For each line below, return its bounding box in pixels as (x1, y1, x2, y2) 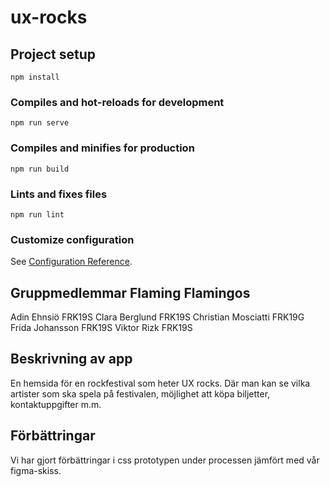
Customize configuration (10, 232, 135, 246)
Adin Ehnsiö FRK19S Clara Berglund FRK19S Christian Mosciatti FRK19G (10, 311, 305, 323)
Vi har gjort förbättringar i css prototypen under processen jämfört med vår (10, 454, 320, 466)
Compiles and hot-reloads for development (10, 95, 225, 109)
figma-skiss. (10, 464, 62, 476)
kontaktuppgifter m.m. (10, 398, 102, 410)
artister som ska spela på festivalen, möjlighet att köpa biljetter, (10, 387, 271, 400)
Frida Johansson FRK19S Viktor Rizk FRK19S (10, 322, 193, 333)
